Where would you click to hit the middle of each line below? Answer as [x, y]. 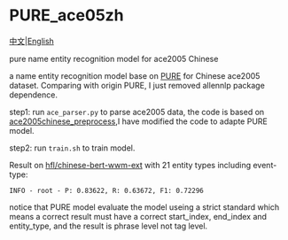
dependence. [33, 95]
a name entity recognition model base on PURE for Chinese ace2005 [135, 75]
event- [265, 165]
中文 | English [32, 41]
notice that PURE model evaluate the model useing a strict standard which [144, 207]
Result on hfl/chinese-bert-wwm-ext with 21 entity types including [130, 165]
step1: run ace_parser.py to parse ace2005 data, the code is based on [137, 112]
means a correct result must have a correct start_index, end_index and [138, 216]
